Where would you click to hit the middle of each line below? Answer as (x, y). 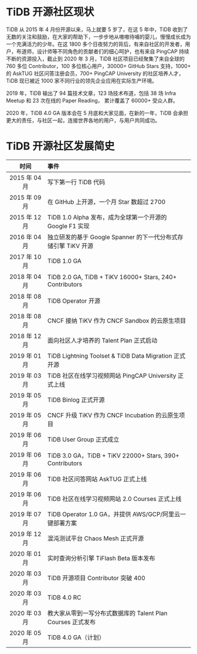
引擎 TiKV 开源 (73, 246)
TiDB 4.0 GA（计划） (76, 637)
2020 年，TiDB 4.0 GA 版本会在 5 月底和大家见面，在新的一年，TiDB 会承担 (97, 113)
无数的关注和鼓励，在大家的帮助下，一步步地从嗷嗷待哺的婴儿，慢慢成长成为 (98, 36)
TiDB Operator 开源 (74, 301)
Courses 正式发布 (72, 622)
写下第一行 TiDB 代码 (76, 182)
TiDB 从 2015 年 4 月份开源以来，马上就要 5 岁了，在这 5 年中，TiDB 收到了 (97, 29)
